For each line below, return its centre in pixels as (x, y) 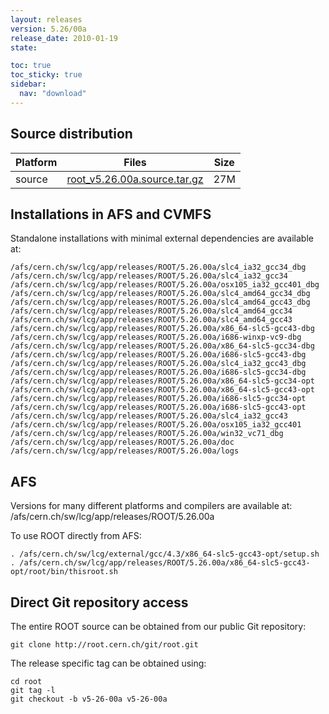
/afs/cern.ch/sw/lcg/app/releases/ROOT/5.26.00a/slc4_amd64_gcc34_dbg (160, 294)
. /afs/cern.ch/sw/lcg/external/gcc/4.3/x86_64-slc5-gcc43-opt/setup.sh (165, 554)
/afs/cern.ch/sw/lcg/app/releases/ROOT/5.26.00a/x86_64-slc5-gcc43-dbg (162, 329)
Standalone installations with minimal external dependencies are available (162, 238)
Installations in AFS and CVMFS (111, 214)
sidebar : (28, 84)
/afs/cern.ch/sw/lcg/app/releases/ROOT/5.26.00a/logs (125, 451)
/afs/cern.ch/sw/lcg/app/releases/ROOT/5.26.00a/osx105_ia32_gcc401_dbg (165, 285)
